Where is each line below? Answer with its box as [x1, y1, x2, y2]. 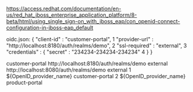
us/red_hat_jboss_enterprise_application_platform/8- [6, 11, 137, 19]
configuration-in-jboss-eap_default [6, 24, 94, 31]
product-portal [6, 79, 43, 86]
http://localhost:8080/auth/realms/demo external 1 [6, 66, 131, 73]
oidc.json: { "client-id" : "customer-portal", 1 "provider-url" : [6, 36, 154, 42]
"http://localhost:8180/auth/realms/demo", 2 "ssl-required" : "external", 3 [6, 42, 188, 49]
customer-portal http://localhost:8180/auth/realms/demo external [6, 60, 168, 67]
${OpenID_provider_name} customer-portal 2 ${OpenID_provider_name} [6, 73, 186, 79]
